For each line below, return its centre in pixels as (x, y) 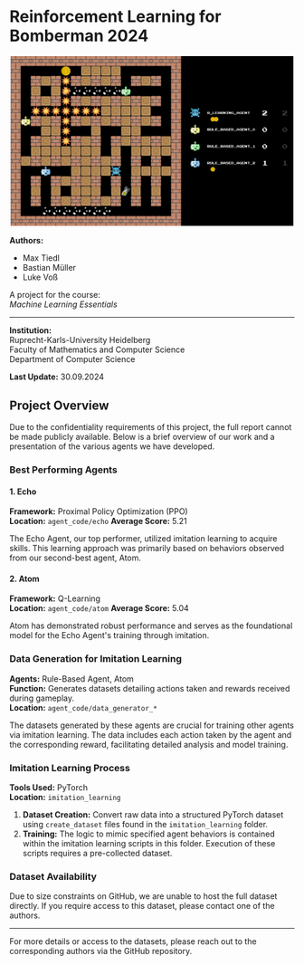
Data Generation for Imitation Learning (96, 659)
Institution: (31, 330)
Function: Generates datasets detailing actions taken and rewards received (150, 688)
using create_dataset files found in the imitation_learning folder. (145, 824)
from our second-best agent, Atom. (76, 558)
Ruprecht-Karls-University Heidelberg (80, 340)
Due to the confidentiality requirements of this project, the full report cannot (151, 427)
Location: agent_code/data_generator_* (84, 707)
